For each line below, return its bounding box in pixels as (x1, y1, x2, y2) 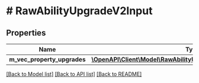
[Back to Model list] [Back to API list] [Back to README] (6, 71, 142, 78)
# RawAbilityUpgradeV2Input (6, 4, 153, 18)
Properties (6, 28, 46, 38)
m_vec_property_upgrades (9, 55, 86, 63)
